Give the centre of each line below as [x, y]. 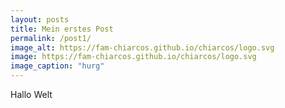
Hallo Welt [31, 94]
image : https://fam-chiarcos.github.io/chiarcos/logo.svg [133, 57]
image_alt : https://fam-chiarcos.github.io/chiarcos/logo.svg [142, 47]
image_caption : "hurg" [57, 66]
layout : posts [40, 19]
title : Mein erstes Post [62, 29]
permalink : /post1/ [51, 38]
